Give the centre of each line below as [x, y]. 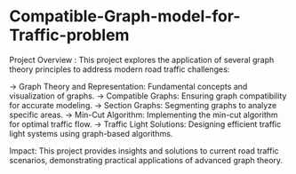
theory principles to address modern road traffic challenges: [120, 69]
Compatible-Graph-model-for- [125, 16]
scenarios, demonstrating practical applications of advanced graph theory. [146, 160]
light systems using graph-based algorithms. [91, 133]
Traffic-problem [69, 35]
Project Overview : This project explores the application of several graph [142, 59]
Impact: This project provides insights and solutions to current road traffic [144, 150]
